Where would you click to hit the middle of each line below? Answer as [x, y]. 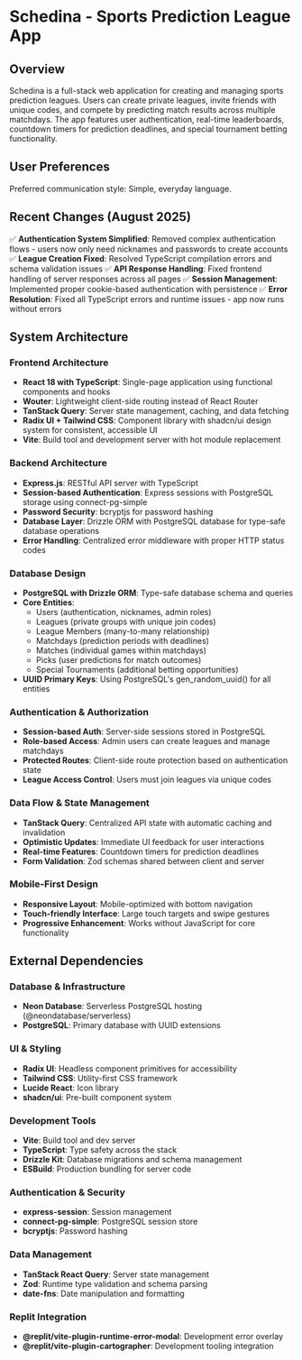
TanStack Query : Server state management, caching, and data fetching [156, 411]
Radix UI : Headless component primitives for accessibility [129, 1068]
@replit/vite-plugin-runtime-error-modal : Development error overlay [153, 1336]
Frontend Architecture [59, 363]
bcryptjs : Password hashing [75, 1231]
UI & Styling [35, 1049]
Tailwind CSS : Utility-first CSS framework [100, 1078]
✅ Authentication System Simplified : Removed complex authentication [143, 239]
